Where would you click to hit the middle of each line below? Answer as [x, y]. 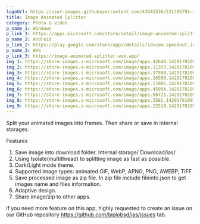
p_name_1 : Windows [29, 28]
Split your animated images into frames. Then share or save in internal [92, 123]
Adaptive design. [35, 190]
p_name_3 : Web [24, 51]
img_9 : [14, 106]
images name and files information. [58, 184]
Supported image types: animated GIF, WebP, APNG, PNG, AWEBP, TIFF [103, 171]
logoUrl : [17, 12]
